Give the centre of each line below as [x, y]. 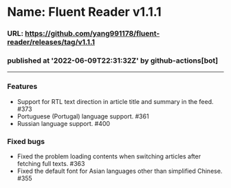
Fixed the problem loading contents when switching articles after [109, 156]
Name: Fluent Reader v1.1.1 [84, 12]
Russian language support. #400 [64, 123]
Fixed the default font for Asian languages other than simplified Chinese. [120, 171]
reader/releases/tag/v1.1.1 [51, 42]
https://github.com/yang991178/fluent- [92, 34]
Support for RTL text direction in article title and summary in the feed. [115, 101]
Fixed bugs [26, 141]
